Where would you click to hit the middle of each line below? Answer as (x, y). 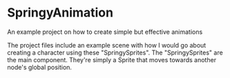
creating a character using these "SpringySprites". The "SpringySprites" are (115, 52)
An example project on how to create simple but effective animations (105, 32)
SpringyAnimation (60, 13)
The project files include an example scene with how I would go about (107, 45)
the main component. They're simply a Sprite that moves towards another (112, 59)
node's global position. (40, 67)
